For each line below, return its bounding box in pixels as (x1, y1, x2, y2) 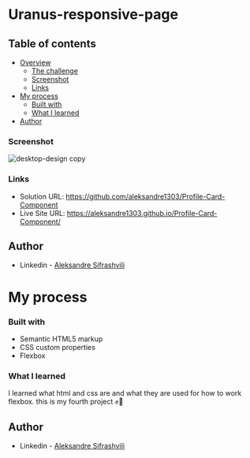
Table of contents (8, 37, 96, 50)
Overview (19, 58, 51, 67)
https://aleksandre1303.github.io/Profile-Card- (66, 208, 218, 218)
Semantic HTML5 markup (19, 333, 103, 344)
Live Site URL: (19, 208, 65, 218)
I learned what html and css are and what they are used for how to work (8, 389, 242, 398)
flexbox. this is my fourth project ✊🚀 (8, 397, 124, 407)
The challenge (31, 66, 79, 76)
